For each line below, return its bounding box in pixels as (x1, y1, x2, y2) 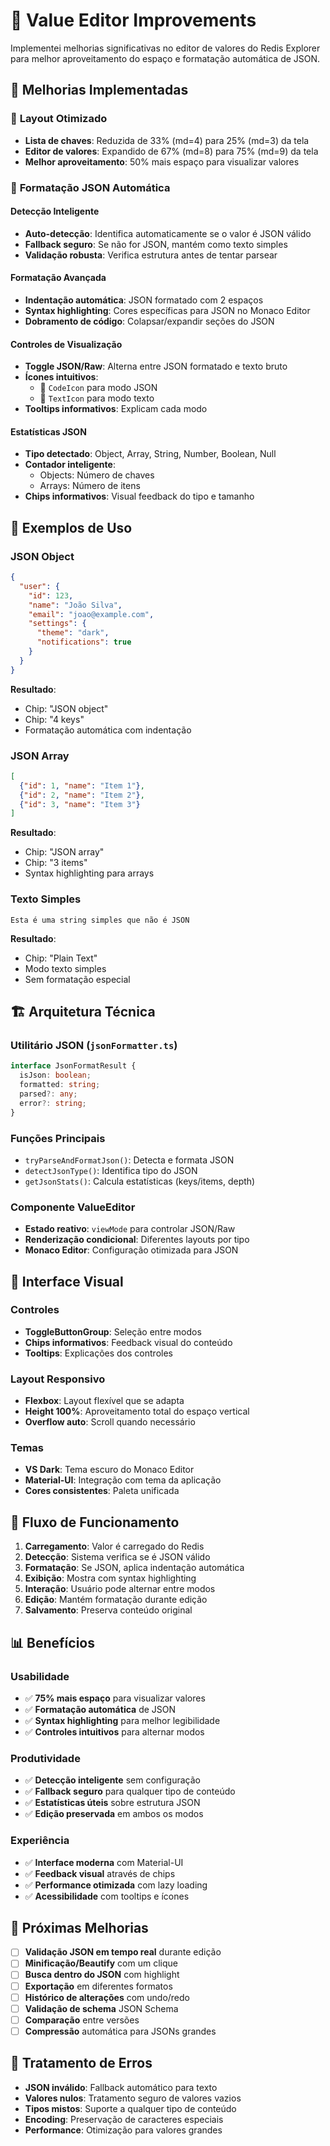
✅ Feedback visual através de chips (24, 1867, 176, 1879)
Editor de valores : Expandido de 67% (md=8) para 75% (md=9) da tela (24, 145, 319, 157)
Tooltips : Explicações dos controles (24, 1347, 173, 1359)
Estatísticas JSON (10, 425, 87, 438)
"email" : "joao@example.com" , (28, 609, 155, 619)
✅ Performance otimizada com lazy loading (24, 1879, 208, 1891)
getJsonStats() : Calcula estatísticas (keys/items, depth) (24, 1175, 256, 1187)
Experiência (10, 1834, 70, 1848)
